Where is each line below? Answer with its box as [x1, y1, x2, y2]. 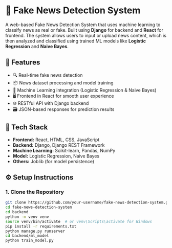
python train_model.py [5, 238, 54, 243]
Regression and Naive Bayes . [5, 43, 69, 49]
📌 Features [5, 58, 40, 67]
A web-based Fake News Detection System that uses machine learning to [5, 21, 161, 28]
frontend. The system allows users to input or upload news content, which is [5, 32, 166, 38]
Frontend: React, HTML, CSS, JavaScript [12, 137, 100, 143]
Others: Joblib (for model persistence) [12, 158, 95, 164]
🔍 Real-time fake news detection [12, 72, 83, 78]
